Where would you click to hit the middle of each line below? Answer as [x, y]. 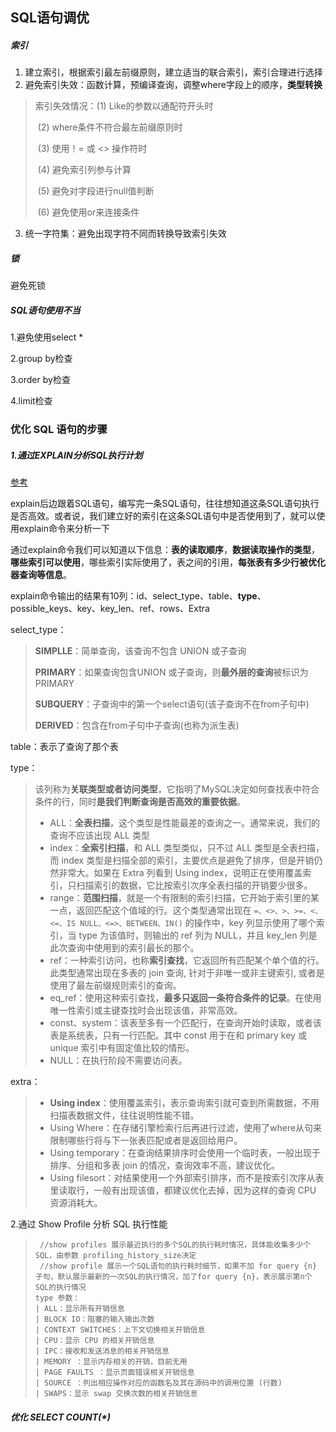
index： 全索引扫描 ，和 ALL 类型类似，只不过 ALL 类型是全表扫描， [187, 848]
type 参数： [57, 1298]
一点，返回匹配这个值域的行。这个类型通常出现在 [150, 910]
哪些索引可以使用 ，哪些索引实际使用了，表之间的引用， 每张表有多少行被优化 [168, 562]
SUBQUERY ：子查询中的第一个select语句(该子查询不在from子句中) [172, 704]
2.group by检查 [41, 359]
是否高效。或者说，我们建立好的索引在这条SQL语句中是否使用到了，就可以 [163, 516]
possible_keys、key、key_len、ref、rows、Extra [110, 609]
